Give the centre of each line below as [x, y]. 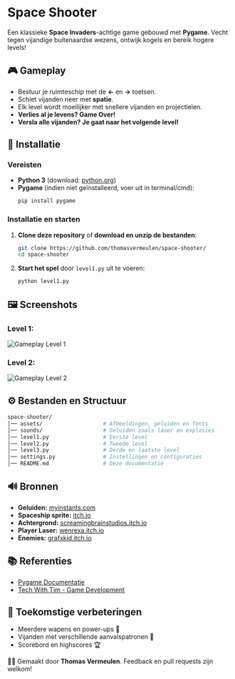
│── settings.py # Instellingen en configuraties [105, 457]
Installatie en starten [44, 219]
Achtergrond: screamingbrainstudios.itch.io [82, 522]
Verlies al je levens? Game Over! [67, 114]
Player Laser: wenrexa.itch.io [61, 530]
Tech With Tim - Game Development [71, 590]
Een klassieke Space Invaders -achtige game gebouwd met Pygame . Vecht [118, 32]
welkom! [20, 669]
